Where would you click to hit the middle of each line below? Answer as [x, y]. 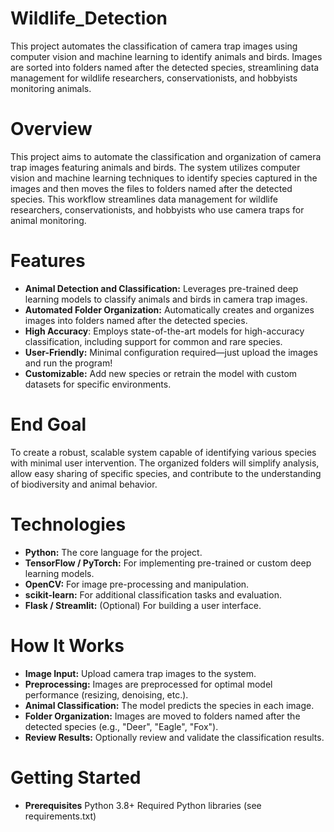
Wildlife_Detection [89, 18]
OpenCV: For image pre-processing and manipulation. [137, 584]
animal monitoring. [48, 220]
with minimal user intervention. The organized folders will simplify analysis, [165, 463]
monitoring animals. [51, 88]
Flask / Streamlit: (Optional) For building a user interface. [143, 605]
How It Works [67, 645]
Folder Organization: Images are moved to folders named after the [162, 716]
